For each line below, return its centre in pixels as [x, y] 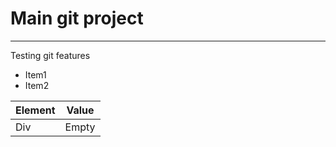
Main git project [77, 18]
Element [35, 110]
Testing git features [50, 55]
